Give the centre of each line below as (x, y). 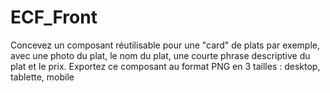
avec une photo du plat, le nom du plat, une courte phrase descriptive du (160, 55)
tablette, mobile (42, 77)
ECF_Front (54, 17)
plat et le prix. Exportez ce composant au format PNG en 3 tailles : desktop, (165, 66)
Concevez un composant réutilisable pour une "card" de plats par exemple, (165, 45)
